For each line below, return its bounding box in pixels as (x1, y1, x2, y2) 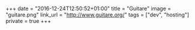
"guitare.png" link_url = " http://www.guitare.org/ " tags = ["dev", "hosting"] (5, 11, 190, 18)
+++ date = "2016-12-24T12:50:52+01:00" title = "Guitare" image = (5, 5, 172, 12)
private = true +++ (5, 18, 52, 24)
